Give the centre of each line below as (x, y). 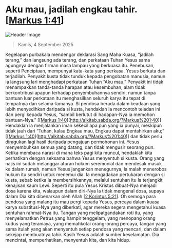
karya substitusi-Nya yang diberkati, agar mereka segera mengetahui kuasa (85, 207)
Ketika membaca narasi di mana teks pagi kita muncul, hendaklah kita (79, 152)
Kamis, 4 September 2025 (45, 44)
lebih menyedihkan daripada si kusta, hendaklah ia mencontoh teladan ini (83, 109)
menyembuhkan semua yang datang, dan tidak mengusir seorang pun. (80, 147)
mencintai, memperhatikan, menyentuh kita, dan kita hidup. (68, 240)
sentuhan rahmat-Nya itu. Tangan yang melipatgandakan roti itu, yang (79, 213)
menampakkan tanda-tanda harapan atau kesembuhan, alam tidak (75, 87)
